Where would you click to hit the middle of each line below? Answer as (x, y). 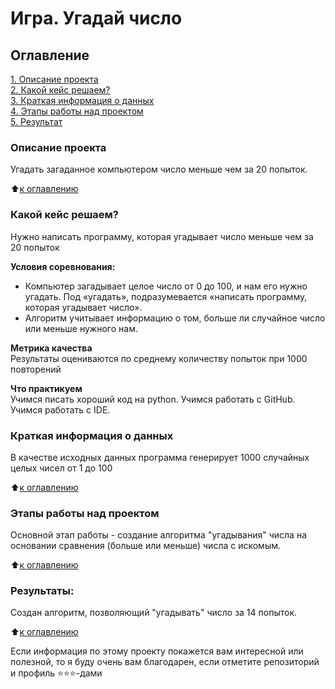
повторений (36, 369)
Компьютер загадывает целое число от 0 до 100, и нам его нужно (166, 286)
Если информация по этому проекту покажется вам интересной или (157, 651)
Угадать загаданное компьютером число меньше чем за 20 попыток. (159, 169)
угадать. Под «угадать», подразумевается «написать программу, (166, 296)
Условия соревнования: (63, 266)
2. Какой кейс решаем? (60, 90)
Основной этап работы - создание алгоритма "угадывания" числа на (158, 535)
